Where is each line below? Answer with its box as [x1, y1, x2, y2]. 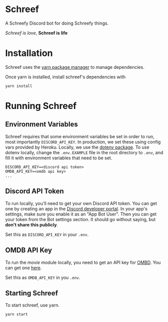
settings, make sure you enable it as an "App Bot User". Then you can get [5, 211, 157, 217]
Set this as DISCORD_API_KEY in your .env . [5, 231, 89, 237]
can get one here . [5, 265, 42, 271]
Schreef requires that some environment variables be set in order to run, [5, 133, 154, 139]
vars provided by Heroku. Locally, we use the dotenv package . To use [5, 144, 149, 150]
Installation [5, 48, 53, 59]
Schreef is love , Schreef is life [5, 30, 68, 36]
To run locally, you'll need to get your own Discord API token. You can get [5, 200, 157, 206]
